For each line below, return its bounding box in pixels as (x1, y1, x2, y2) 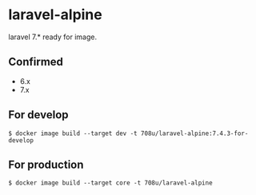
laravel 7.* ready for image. (8, 32, 98, 42)
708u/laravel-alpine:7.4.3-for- (140, 129, 249, 137)
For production (8, 157, 84, 171)
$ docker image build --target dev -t (8, 129, 138, 137)
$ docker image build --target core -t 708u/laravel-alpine (8, 179, 214, 187)
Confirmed (8, 55, 64, 69)
